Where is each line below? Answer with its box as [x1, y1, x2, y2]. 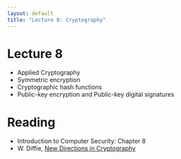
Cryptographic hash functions [17, 83, 103, 91]
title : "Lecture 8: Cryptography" [7, 16, 107, 23]
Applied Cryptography [17, 69, 81, 77]
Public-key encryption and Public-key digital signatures [17, 90, 175, 99]
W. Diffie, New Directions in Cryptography [17, 145, 136, 153]
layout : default [7, 10, 54, 17]
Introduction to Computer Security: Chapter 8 [17, 137, 146, 145]
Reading [7, 114, 56, 130]
